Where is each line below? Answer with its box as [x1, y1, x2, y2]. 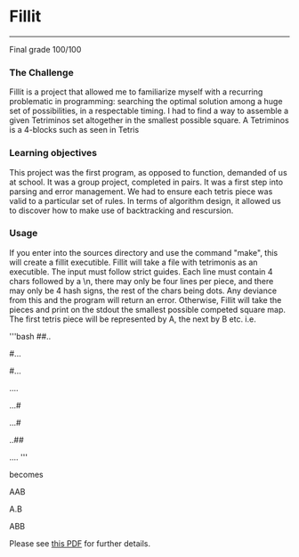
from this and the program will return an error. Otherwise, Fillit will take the [9, 294, 282, 305]
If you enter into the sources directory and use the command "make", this [9, 247, 279, 258]
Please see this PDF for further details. [9, 537, 151, 549]
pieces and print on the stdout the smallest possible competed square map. [9, 304, 287, 315]
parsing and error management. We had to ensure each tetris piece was [9, 185, 273, 197]
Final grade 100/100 [9, 44, 82, 54]
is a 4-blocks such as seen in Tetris [9, 125, 140, 135]
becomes [9, 469, 44, 479]
